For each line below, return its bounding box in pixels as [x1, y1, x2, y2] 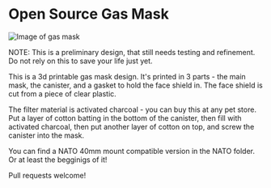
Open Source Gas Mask [8, 5, 170, 23]
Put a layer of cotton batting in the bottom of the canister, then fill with [8, 113, 242, 122]
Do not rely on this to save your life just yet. [8, 56, 153, 66]
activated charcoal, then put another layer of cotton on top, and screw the [8, 122, 255, 131]
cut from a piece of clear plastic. [8, 88, 117, 98]
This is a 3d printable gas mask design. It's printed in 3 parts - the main [8, 71, 247, 81]
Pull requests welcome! [8, 170, 87, 180]
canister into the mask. [8, 130, 85, 140]
